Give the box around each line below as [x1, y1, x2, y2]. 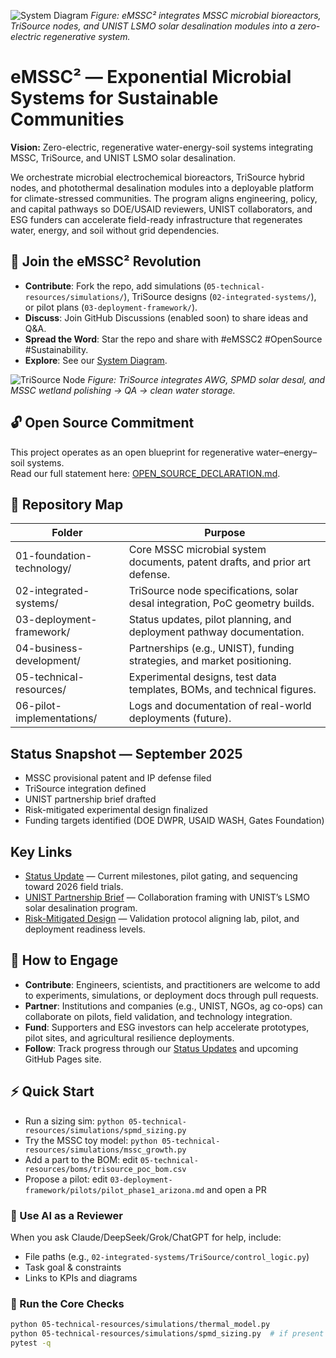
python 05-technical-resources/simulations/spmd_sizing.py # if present [10, 1329, 325, 1339]
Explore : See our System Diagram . [24, 354, 168, 366]
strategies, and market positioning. [128, 654, 292, 668]
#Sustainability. [24, 343, 89, 355]
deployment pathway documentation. [128, 625, 305, 639]
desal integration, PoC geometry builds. [128, 596, 315, 610]
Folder [51, 526, 83, 540]
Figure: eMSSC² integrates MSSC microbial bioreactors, [90, 10, 322, 21]
